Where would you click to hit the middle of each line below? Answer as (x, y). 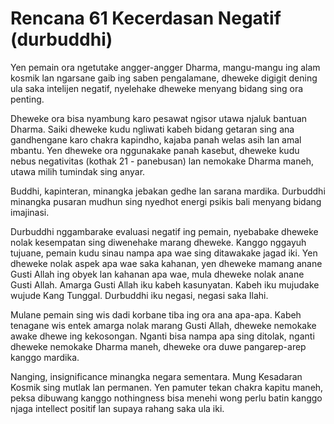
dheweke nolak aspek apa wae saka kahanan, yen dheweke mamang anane (166, 263)
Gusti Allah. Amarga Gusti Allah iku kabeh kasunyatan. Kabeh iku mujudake (165, 284)
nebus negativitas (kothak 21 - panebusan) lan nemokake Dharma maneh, (162, 161)
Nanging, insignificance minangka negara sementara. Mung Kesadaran (156, 376)
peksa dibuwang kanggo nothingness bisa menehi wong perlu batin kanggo (166, 398)
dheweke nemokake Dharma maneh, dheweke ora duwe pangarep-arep (158, 346)
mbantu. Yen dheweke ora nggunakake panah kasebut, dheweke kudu (155, 150)
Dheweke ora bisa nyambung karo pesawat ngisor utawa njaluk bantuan (159, 118)
